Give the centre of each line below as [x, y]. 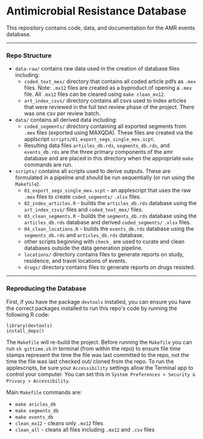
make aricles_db [35, 404]
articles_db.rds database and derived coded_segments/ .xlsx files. [108, 223]
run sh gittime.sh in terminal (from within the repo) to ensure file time [94, 349]
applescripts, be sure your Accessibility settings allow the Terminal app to [100, 368]
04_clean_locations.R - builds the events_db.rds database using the [109, 229]
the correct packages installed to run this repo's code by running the [92, 308]
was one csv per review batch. [62, 113]
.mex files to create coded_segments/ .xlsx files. [82, 197]
